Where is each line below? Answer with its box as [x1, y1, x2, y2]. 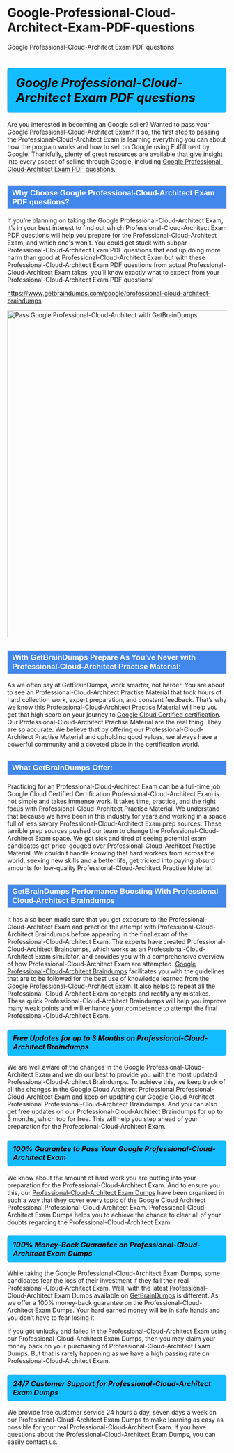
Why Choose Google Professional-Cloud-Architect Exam [12, 188, 215, 197]
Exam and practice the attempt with [54, 922, 157, 931]
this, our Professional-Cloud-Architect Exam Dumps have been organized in [7, 1188, 225, 1196]
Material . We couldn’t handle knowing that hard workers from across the [7, 849, 214, 857]
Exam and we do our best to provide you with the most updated [34, 1070, 217, 1079]
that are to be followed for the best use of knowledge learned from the [7, 974, 210, 982]
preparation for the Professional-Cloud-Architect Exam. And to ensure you [7, 1180, 221, 1189]
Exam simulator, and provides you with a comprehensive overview [34, 952, 225, 960]
